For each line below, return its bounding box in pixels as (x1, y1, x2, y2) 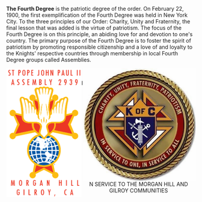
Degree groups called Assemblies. (6, 57, 91, 63)
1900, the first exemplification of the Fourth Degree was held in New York (6, 11, 188, 19)
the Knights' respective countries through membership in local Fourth (6, 50, 179, 57)
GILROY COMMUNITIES (109, 187, 168, 194)
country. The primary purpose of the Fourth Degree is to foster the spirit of (6, 37, 191, 44)
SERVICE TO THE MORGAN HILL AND (94, 180, 188, 188)
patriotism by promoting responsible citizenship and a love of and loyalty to (6, 43, 193, 50)
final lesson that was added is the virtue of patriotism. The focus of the (6, 24, 182, 31)
